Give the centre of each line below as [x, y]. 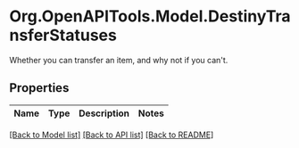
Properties [39, 88]
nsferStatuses [63, 35]
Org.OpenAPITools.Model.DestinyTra [150, 16]
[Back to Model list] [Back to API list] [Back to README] [112, 135]
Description [104, 113]
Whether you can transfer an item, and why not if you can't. [119, 60]
